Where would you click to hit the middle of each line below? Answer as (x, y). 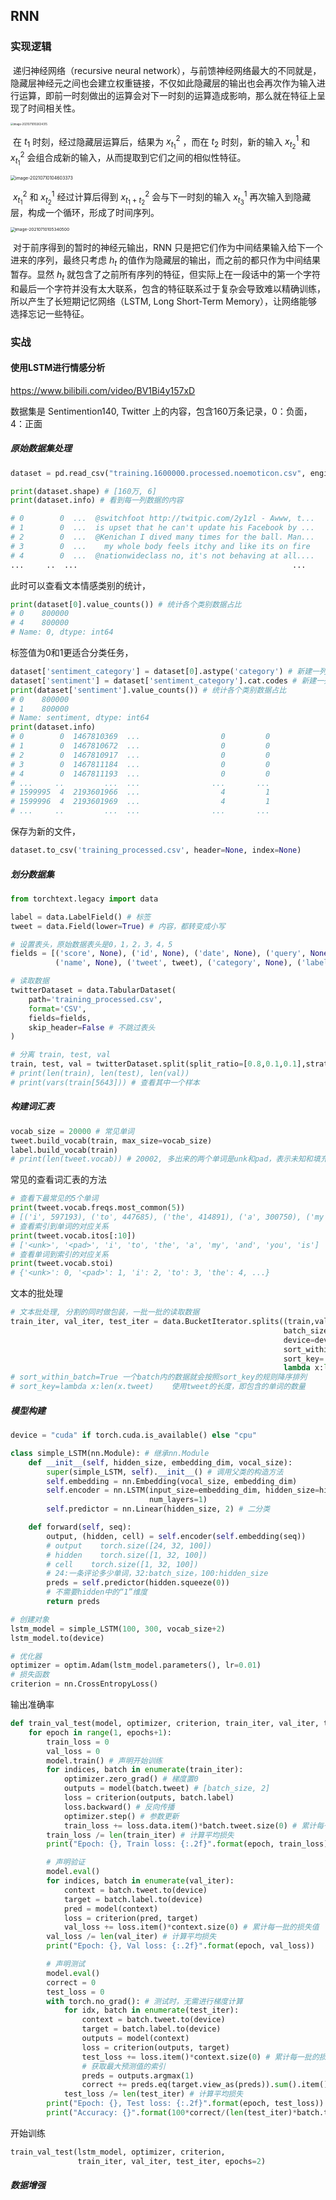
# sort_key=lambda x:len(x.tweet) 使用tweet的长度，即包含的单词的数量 (158, 1387)
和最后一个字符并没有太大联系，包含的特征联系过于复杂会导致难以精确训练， (168, 288)
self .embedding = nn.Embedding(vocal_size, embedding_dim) (172, 1481)
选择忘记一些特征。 (50, 313)
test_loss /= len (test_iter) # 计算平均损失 (153, 2094)
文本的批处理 (36, 1293)
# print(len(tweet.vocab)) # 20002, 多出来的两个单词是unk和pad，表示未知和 (161, 1159)
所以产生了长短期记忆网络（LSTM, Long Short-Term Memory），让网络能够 (164, 301)
